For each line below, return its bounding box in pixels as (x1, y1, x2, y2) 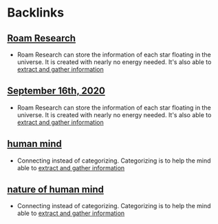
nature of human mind (7, 184, 105, 196)
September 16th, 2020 (7, 85, 105, 97)
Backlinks (7, 5, 65, 21)
